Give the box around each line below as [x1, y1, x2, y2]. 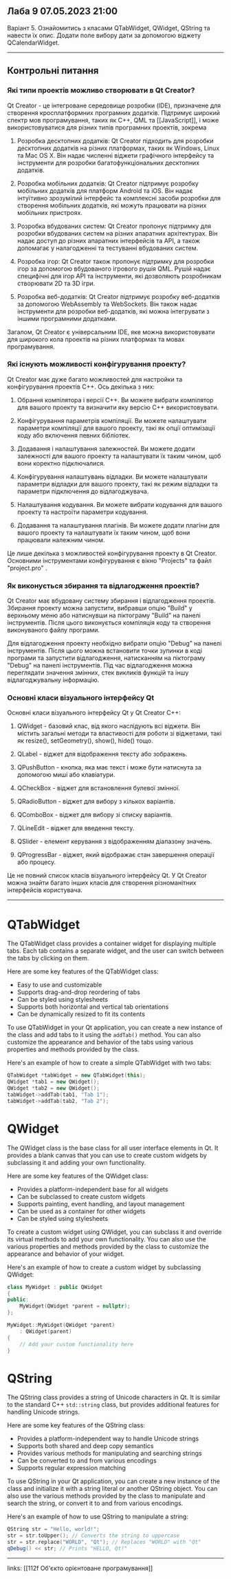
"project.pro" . [7, 564, 47, 572]
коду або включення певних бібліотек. [16, 431, 131, 440]
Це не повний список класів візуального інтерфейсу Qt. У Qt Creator [7, 871, 208, 880]
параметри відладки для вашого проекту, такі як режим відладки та [16, 479, 219, 488]
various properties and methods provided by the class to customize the [7, 1242, 210, 1250]
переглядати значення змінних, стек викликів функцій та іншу [7, 668, 189, 677]
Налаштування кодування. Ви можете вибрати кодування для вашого [16, 500, 222, 508]
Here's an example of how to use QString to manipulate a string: [7, 1512, 189, 1521]
